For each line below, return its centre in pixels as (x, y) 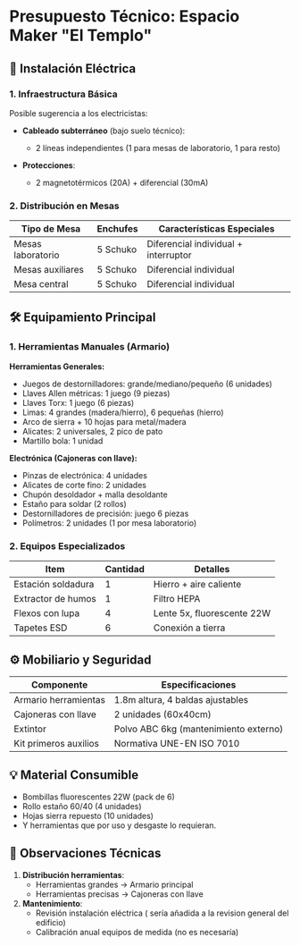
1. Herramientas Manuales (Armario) (90, 347)
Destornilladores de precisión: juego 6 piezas (105, 513)
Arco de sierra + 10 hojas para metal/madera (104, 421)
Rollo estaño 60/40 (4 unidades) (82, 806)
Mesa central (41, 284)
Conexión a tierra (189, 628)
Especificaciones (199, 684)
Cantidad (125, 570)
